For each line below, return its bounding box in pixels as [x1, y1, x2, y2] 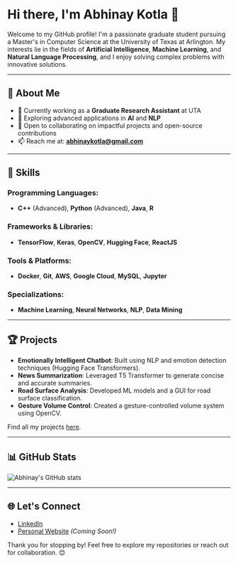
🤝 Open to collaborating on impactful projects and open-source [17, 121, 203, 130]
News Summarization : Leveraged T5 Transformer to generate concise [17, 371, 225, 380]
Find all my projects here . [7, 422, 81, 432]
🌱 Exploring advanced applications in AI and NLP [17, 114, 161, 122]
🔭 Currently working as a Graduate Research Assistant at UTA [17, 106, 202, 114]
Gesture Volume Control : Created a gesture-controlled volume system [17, 401, 225, 410]
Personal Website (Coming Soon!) [17, 527, 117, 535]
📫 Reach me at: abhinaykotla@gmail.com [17, 136, 144, 145]
